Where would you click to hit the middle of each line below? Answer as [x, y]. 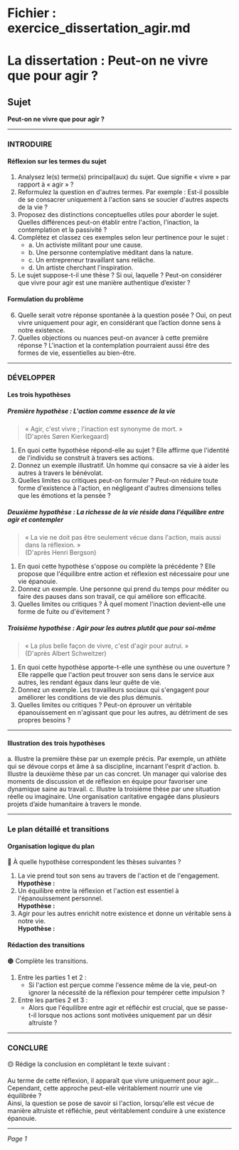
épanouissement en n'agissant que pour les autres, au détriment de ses [123, 712]
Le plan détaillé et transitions [58, 829]
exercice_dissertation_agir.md [99, 28]
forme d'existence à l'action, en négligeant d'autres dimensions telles [119, 488]
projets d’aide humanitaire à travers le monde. [74, 804]
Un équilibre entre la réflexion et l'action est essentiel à [98, 891]
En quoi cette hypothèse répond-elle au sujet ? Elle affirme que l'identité [123, 450]
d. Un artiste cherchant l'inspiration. [81, 267]
